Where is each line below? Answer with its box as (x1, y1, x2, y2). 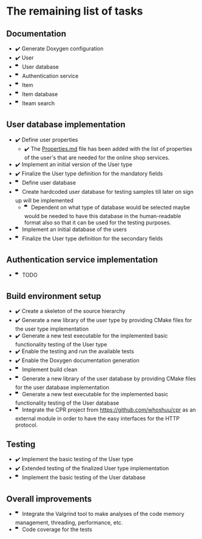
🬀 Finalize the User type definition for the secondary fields (15, 235, 163, 242)
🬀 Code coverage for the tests (15, 526, 92, 533)
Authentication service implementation (6, 255, 158, 265)
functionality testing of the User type (15, 341, 107, 348)
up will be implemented (15, 196, 74, 204)
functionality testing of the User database (15, 399, 120, 407)
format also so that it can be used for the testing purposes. (24, 219, 172, 226)
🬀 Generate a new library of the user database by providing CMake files (15, 375, 196, 382)
